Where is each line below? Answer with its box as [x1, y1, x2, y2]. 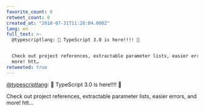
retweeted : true [6, 64, 47, 70]
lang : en [6, 25, 29, 32]
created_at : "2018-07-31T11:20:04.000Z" [6, 20, 110, 26]
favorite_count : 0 [6, 8, 53, 15]
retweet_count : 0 [6, 14, 50, 21]
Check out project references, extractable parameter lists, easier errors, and [6, 92, 197, 100]
